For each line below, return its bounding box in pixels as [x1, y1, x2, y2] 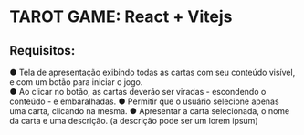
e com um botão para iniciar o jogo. [9, 77, 143, 88]
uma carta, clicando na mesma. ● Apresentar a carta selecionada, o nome [9, 106, 290, 116]
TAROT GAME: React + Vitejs [9, 6, 233, 27]
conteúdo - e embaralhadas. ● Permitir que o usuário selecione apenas [9, 96, 280, 107]
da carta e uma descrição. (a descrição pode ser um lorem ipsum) [9, 116, 258, 126]
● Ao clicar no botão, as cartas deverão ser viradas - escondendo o [9, 87, 267, 97]
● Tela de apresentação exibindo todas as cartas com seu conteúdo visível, [9, 67, 296, 78]
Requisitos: [9, 43, 76, 58]
